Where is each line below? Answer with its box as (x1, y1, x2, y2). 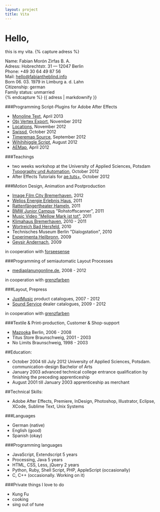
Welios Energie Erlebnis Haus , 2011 (12, 198, 83, 204)
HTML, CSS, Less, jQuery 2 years (12, 462, 79, 468)
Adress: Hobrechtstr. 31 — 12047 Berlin (5, 63, 84, 69)
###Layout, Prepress (5, 286, 47, 293)
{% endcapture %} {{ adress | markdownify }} (5, 95, 97, 100)
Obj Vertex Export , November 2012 (12, 118, 82, 124)
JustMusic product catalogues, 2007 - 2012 (12, 296, 100, 302)
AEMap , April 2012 (12, 144, 50, 150)
